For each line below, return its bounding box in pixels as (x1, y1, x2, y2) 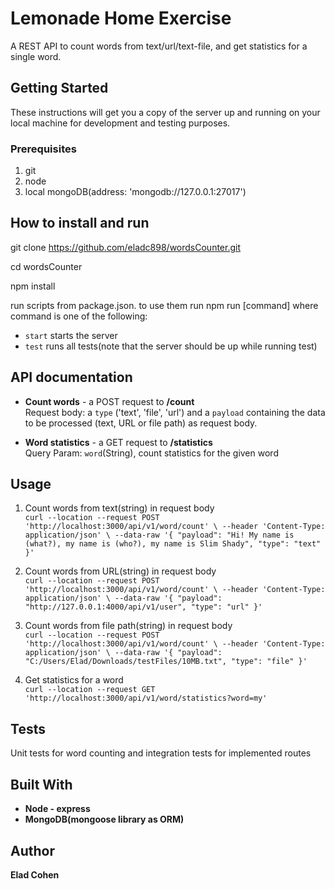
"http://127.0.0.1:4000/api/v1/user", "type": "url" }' (24, 602, 263, 612)
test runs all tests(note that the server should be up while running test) (24, 340, 318, 352)
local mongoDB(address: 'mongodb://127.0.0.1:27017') (24, 186, 247, 198)
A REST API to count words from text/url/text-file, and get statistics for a (10, 40, 308, 52)
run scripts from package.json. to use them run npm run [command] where (10, 299, 319, 311)
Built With (10, 776, 73, 793)
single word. (10, 50, 62, 62)
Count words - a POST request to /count (24, 395, 195, 407)
